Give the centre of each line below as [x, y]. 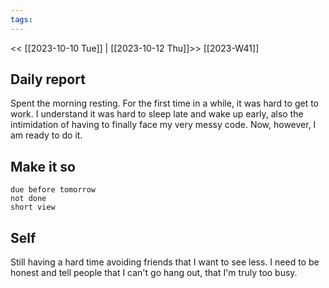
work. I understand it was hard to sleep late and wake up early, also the [157, 114]
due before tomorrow [53, 190]
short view [33, 207]
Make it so [43, 166]
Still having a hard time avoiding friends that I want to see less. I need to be [165, 262]
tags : [21, 19]
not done [28, 199]
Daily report [48, 79]
